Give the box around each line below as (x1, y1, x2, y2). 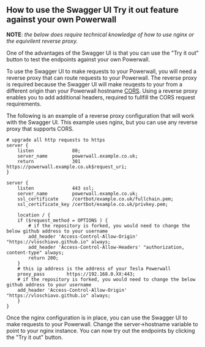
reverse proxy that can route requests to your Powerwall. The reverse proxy (6, 74, 197, 82)
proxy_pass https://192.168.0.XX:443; (17, 271, 136, 277)
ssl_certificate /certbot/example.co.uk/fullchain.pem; (17, 196, 174, 202)
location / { (17, 212, 51, 218)
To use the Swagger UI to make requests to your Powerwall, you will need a (6, 67, 197, 75)
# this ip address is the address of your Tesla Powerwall (17, 265, 171, 272)
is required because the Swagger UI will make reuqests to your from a (6, 80, 182, 88)
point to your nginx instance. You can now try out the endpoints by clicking (6, 327, 195, 334)
